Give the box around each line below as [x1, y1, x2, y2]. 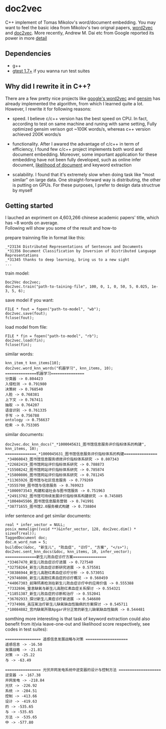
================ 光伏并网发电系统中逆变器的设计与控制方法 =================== [5, 668, 161, 673]
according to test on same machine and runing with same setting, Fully [12, 121, 157, 127]
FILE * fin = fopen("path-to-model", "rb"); [5, 334, 99, 339]
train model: [5, 270, 30, 276]
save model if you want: [5, 297, 54, 303]
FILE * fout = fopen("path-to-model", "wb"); [5, 307, 101, 312]
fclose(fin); [5, 342, 32, 347]
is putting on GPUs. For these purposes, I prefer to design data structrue [12, 182, 160, 188]
